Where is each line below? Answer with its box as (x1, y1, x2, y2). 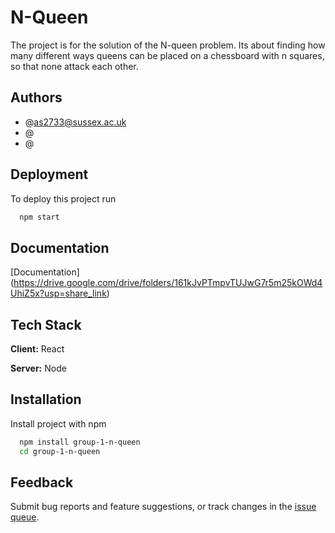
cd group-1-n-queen (19, 446, 101, 456)
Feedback (10, 474, 74, 491)
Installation (10, 391, 82, 408)
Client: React (10, 343, 65, 355)
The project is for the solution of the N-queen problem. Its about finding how (10, 39, 326, 51)
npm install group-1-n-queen (19, 437, 141, 447)
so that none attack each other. (10, 60, 139, 72)
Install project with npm (10, 417, 107, 430)
